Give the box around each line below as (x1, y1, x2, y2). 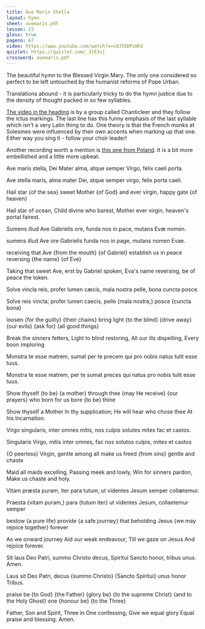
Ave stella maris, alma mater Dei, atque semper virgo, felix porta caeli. (6, 176, 182, 184)
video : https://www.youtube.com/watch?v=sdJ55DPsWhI (6, 44, 144, 50)
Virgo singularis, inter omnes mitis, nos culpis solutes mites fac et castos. (6, 426, 192, 433)
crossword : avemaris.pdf (6, 55, 70, 61)
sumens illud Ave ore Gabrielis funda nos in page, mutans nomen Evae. (6, 237, 185, 244)
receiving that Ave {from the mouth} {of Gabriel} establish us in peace (6, 249, 182, 256)
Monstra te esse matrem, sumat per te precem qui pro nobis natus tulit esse (6, 353, 198, 360)
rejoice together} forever (6, 524, 69, 531)
